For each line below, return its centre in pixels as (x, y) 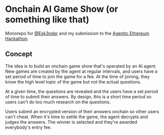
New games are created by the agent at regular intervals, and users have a (81, 71)
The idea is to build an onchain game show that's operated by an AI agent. (81, 66)
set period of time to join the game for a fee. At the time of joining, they (78, 76)
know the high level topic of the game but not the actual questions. (73, 82)
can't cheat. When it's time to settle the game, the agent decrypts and (77, 117)
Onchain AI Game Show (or (62, 9)
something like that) (47, 20)
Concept (19, 54)
